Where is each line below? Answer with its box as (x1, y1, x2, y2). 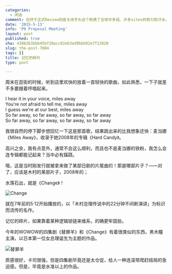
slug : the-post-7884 (5, 46, 50, 51)
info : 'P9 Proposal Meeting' (5, 27, 68, 32)
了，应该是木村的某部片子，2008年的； (5, 169, 89, 175)
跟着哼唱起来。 (18, 86, 50, 92)
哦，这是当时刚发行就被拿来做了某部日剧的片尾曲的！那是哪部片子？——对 (5, 162, 162, 169)
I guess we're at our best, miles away (5, 107, 84, 113)
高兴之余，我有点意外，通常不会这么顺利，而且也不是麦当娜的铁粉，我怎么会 (5, 145, 167, 152)
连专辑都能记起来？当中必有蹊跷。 (5, 152, 77, 158)
